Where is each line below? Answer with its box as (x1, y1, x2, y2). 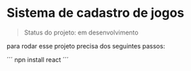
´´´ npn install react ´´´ (6, 55, 69, 64)
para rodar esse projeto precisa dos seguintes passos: (6, 41, 166, 50)
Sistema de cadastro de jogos (6, 5, 185, 21)
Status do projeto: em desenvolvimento (23, 28, 139, 37)
